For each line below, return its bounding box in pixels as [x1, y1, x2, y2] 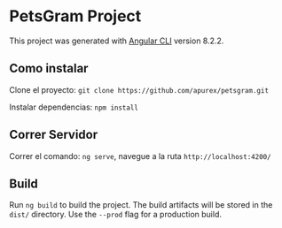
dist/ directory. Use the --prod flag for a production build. [9, 209, 222, 220]
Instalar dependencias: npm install [9, 102, 139, 112]
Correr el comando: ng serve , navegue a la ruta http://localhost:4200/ [9, 150, 272, 161]
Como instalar [9, 61, 89, 76]
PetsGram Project [9, 6, 142, 27]
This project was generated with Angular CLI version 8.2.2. [9, 35, 224, 46]
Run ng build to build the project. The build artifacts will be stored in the [9, 200, 273, 210]
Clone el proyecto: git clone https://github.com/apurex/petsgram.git [9, 84, 269, 95]
